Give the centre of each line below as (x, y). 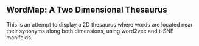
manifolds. (19, 37)
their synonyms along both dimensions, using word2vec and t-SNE (90, 31)
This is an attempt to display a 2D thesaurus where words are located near (100, 24)
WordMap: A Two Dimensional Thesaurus (87, 10)
